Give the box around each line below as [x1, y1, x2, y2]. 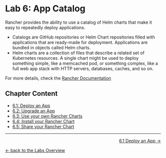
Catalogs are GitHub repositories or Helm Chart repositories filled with [12, 34, 155, 40]
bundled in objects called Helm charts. [12, 44, 91, 50]
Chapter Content [5, 89, 58, 98]
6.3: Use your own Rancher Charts [12, 113, 83, 119]
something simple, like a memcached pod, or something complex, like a [12, 60, 158, 66]
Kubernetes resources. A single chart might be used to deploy [12, 55, 139, 61]
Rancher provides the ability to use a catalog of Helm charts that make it [5, 19, 152, 25]
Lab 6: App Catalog [5, 3, 85, 14]
